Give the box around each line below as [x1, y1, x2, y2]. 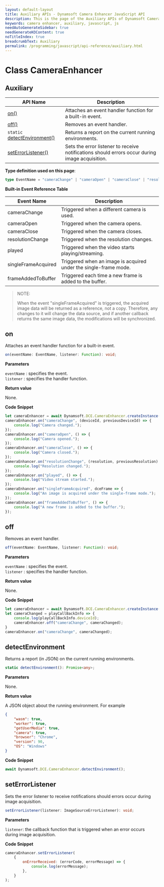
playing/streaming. [61, 250, 104, 257]
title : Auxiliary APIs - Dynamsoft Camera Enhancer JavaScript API [5, 12, 145, 17]
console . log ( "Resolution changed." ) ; [14, 463, 91, 469]
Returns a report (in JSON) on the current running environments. [5, 656, 135, 662]
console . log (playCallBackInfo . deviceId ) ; [14, 615, 99, 620]
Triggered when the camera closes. [61, 228, 143, 235]
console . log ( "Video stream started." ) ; [14, 478, 95, 482]
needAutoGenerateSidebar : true [5, 25, 69, 30]
